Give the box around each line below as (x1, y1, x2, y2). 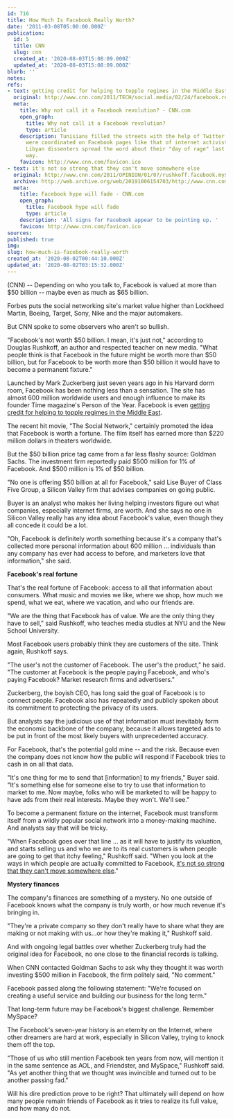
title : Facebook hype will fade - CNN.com (19, 191, 144, 198)
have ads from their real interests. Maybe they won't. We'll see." (7, 795, 190, 803)
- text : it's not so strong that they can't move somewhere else (7, 164, 200, 172)
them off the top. (7, 1040, 55, 1048)
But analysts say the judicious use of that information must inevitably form (7, 717, 219, 725)
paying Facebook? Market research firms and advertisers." (7, 675, 175, 683)
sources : (7, 230, 33, 237)
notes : (7, 74, 26, 82)
